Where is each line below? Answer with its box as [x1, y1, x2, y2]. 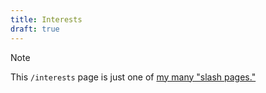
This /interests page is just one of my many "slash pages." [10, 71, 257, 83]
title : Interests [10, 14, 83, 25]
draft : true [10, 24, 60, 34]
